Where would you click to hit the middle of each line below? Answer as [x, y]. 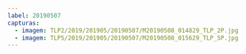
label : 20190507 [34, 15]
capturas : [24, 23]
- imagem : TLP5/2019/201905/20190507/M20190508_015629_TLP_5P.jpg [127, 38]
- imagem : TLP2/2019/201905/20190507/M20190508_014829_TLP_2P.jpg [127, 30]
